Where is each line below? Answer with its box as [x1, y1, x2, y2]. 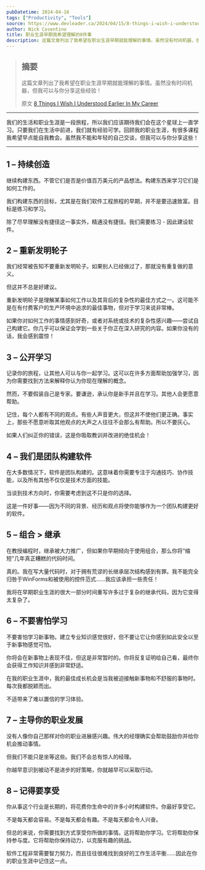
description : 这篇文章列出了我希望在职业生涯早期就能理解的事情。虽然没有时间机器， [6, 37, 196, 43]
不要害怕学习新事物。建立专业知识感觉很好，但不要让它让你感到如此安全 [6, 633, 188, 640]
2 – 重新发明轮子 [6, 246, 68, 256]
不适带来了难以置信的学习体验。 [6, 695, 87, 702]
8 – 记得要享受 [6, 785, 60, 796]
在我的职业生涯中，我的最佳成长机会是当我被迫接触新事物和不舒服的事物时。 [6, 675, 199, 682]
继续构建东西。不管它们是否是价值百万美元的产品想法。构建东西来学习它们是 [6, 176, 199, 184]
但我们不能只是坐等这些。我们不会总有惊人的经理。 [6, 753, 135, 760]
